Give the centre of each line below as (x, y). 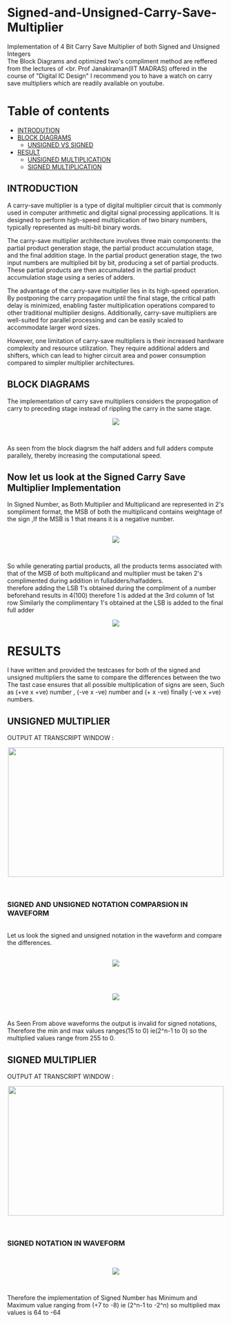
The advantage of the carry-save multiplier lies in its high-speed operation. (114, 291)
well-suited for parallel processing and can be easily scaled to (96, 320)
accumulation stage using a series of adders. (71, 277)
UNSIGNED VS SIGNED (60, 145)
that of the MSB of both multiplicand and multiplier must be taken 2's (105, 574)
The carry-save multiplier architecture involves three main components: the (114, 240)
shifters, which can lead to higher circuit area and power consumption (107, 355)
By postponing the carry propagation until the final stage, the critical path (111, 298)
